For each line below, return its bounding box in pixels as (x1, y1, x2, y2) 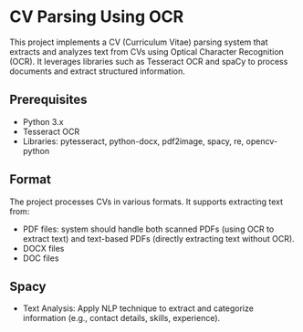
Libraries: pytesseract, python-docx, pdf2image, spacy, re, (22, 135, 245, 147)
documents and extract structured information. (9, 66, 185, 77)
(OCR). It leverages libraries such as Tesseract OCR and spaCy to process (9, 56, 288, 67)
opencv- (246, 135, 278, 147)
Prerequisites (9, 92, 88, 108)
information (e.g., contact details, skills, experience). (22, 313, 221, 324)
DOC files (22, 253, 59, 264)
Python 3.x (22, 116, 64, 127)
